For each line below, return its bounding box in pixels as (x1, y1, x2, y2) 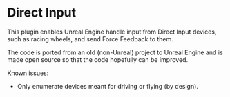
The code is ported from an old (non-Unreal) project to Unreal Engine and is (7, 48, 223, 56)
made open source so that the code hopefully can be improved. (7, 55, 189, 63)
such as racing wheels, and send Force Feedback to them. (7, 34, 174, 43)
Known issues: (7, 69, 49, 77)
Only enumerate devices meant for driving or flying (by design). (17, 82, 199, 90)
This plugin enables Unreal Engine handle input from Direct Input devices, (7, 28, 217, 36)
